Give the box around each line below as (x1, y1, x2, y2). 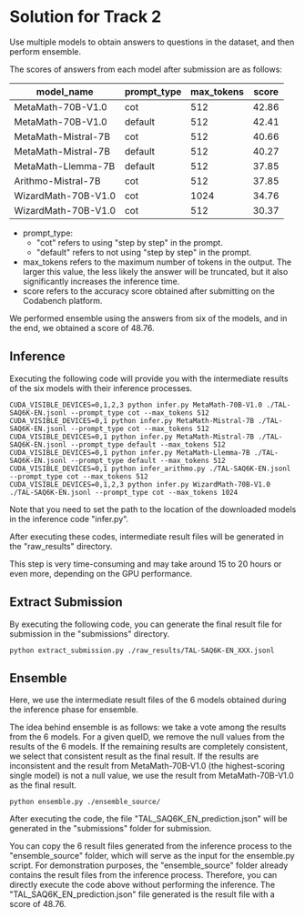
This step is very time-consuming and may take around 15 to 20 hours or (9, 558, 282, 569)
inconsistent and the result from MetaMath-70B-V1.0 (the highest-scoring (9, 761, 285, 771)
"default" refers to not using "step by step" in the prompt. (36, 247, 252, 257)
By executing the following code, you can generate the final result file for (9, 619, 282, 630)
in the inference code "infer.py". (9, 513, 129, 524)
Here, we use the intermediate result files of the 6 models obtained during (9, 694, 287, 706)
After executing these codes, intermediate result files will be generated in (9, 530, 284, 542)
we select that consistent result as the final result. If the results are (9, 751, 259, 761)
